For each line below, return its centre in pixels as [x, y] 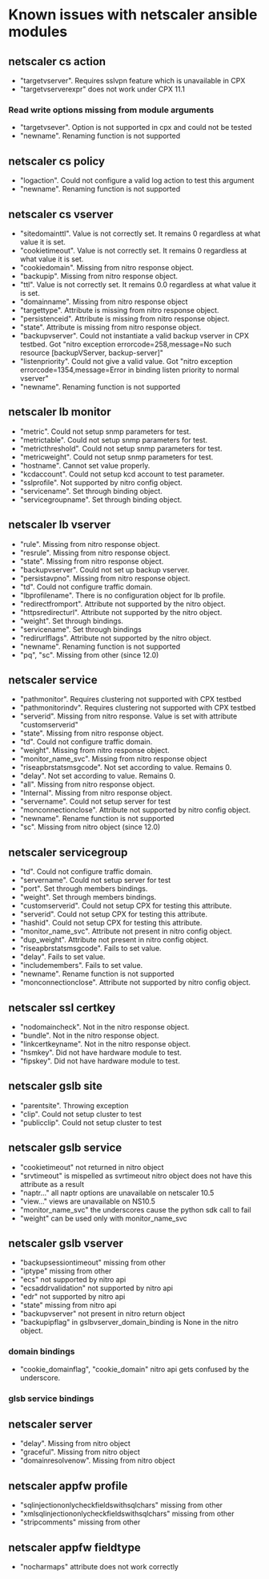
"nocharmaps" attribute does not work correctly [99, 1567]
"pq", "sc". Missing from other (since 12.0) [89, 654]
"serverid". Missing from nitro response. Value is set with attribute [128, 716]
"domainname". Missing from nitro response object [104, 302]
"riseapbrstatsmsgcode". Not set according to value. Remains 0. [126, 767]
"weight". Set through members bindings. [88, 897]
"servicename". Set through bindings [80, 629]
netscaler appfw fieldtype [75, 1547]
